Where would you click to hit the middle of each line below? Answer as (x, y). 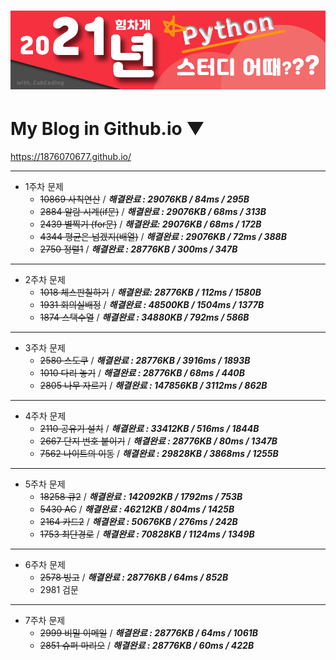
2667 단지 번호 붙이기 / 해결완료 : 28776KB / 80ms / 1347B (158, 441)
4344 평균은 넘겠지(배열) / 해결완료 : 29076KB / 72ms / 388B (163, 237)
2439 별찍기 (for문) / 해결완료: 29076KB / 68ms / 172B (150, 224)
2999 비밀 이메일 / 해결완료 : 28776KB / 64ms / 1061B (149, 633)
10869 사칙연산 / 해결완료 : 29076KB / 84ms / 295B (144, 199)
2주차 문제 (45, 280)
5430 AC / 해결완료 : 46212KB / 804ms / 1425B (137, 509)
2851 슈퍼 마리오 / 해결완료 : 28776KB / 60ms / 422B (147, 646)
